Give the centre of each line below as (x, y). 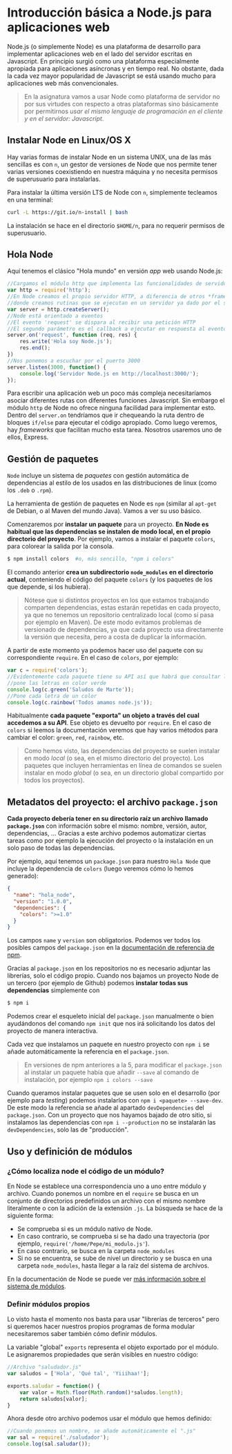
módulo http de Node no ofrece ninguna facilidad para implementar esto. (112, 408)
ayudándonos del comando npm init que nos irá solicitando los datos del (111, 1024)
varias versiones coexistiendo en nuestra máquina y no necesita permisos (113, 171)
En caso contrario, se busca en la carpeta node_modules (96, 1250)
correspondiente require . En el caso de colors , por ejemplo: (93, 658)
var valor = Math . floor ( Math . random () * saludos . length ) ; (102, 1393)
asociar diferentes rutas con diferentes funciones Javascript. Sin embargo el (116, 400)
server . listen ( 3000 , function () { (57, 367)
